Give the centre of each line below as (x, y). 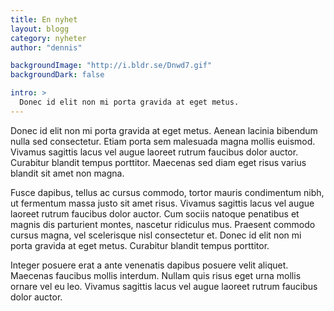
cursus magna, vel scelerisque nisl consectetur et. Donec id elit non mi (156, 235)
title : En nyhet (44, 19)
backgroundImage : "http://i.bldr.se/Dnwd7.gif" (111, 66)
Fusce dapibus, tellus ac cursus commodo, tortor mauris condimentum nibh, (167, 192)
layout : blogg (40, 29)
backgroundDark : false (57, 75)
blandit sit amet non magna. (67, 173)
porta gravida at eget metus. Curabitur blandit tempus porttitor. (140, 245)
